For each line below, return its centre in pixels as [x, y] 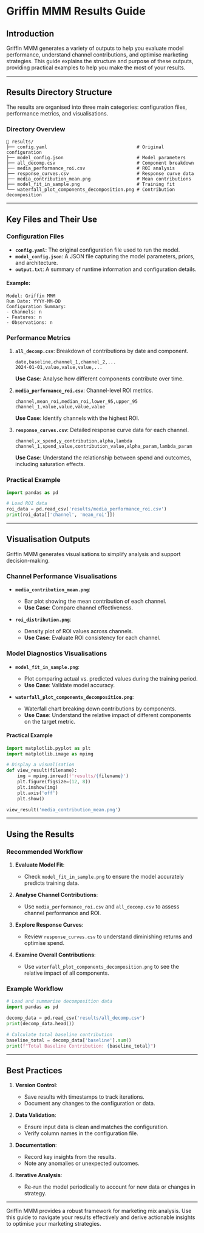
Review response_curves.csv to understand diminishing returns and [108, 936]
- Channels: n [24, 312]
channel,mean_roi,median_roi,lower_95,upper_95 [76, 402]
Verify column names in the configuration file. [81, 1133]
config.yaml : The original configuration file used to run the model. [97, 250]
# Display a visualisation [40, 765]
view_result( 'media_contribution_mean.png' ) [63, 809]
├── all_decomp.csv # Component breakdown [100, 163]
